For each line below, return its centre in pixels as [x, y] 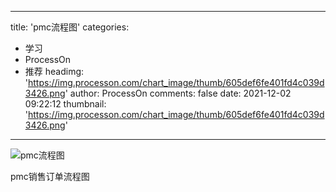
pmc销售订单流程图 [50, 176]
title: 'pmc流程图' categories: [70, 27]
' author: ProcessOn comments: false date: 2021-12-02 [178, 93]
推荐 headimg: [54, 71]
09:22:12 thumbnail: [65, 104]
